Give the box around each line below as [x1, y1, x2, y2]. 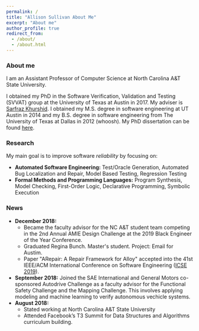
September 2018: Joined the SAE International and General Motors [14, 274, 179, 281]
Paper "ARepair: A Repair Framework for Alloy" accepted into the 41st [23, 255, 193, 262]
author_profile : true [6, 25, 60, 31]
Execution [14, 189, 40, 196]
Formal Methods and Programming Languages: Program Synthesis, [14, 176, 182, 184]
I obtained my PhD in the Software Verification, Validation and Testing [6, 93, 176, 100]
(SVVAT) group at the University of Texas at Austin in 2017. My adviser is [6, 99, 183, 106]
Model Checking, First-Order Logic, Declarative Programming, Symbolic [14, 183, 191, 190]
